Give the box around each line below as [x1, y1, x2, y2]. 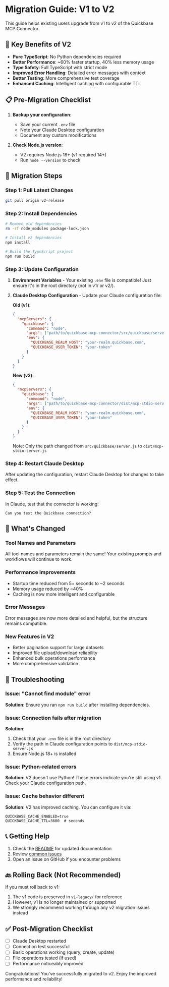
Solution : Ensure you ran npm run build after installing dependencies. [5, 702, 150, 708]
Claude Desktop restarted [12, 938, 67, 944]
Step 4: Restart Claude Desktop [5, 460, 84, 467]
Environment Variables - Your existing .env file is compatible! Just [12, 277, 151, 283]
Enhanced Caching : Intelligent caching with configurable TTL [12, 80, 141, 86]
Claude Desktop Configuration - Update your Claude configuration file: [12, 292, 162, 298]
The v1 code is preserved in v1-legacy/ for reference [12, 894, 123, 900]
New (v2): [12, 372, 34, 379]
